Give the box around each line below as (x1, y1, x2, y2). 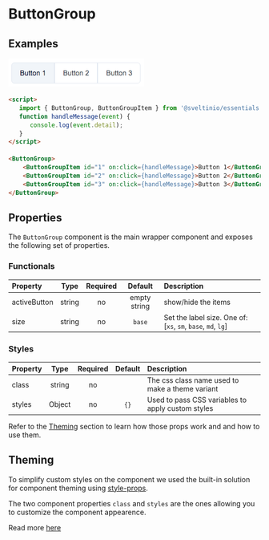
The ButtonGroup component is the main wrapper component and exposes (8, 232, 254, 242)
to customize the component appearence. (8, 507, 147, 517)
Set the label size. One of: (163, 312, 248, 322)
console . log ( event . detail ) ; (29, 121, 124, 129)
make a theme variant (147, 384, 219, 394)
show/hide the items (163, 297, 231, 307)
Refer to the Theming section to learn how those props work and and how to (8, 421, 260, 431)
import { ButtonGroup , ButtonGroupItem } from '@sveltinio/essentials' (18, 104, 263, 112)
